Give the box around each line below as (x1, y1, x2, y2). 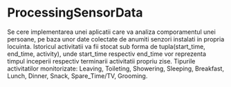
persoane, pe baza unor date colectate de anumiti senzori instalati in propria (7, 35, 225, 43)
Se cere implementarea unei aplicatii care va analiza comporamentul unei (7, 28, 216, 36)
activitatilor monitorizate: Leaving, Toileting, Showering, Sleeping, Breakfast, (7, 64, 225, 72)
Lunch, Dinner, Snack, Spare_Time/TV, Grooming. (7, 71, 148, 80)
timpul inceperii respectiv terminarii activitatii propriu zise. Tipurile (7, 57, 196, 65)
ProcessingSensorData (7, 5, 143, 21)
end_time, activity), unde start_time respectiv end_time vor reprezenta (7, 50, 206, 58)
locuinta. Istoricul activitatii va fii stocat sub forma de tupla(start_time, (7, 42, 205, 50)
